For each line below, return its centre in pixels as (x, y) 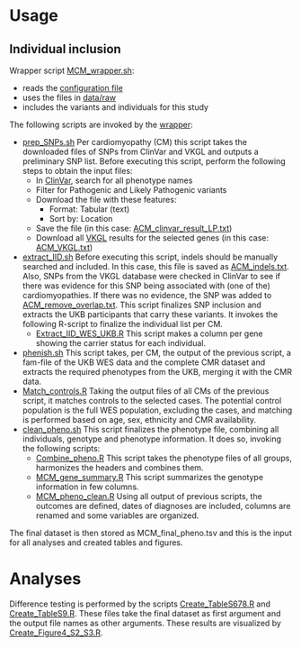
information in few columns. (87, 487)
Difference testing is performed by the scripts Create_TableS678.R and (140, 604)
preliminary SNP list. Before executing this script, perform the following (154, 161)
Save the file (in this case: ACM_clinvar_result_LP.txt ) (134, 228)
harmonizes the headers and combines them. (120, 468)
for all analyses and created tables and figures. (96, 542)
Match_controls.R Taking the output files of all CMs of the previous (146, 391)
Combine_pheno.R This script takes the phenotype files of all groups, (164, 458)
